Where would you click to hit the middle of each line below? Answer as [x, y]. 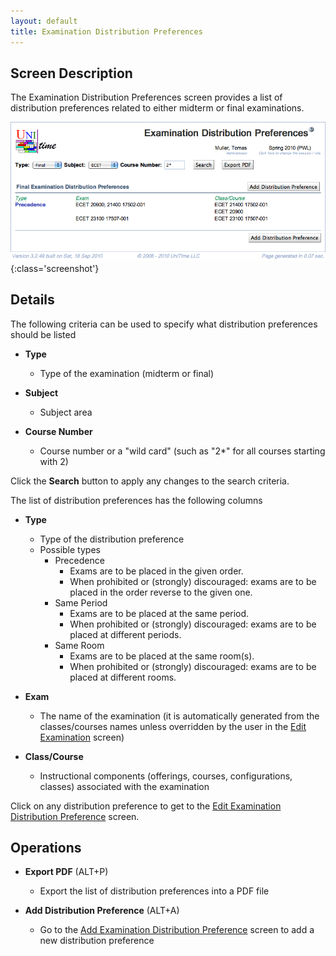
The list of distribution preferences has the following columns [136, 500]
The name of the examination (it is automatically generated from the [179, 716]
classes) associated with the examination [124, 786]
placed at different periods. [125, 634]
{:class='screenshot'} [55, 268]
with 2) [54, 461]
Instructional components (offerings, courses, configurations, [166, 776]
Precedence [79, 560]
